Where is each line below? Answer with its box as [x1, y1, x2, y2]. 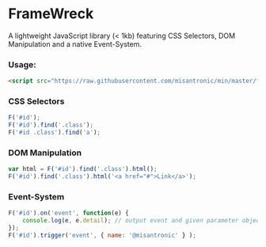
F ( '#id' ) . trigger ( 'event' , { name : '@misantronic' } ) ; [8, 231, 196, 239]
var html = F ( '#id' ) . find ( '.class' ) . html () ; [8, 165, 158, 173]
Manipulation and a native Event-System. [8, 39, 142, 48]
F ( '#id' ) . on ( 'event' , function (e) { [8, 209, 129, 218]
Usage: [8, 59, 37, 70]
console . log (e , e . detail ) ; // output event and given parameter [22, 217, 239, 225]
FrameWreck [8, 5, 94, 23]
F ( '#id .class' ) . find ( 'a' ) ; [8, 128, 101, 137]
